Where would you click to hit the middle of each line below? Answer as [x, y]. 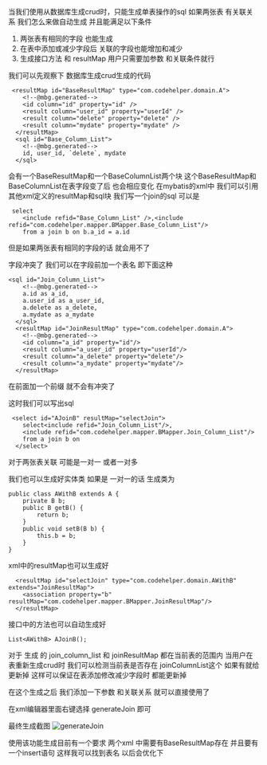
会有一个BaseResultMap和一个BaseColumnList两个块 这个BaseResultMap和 [132, 176]
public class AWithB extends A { [64, 494]
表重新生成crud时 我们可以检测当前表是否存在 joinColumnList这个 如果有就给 [134, 665]
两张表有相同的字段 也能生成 [66, 39]
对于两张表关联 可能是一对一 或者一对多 [73, 462]
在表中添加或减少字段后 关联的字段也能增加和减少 [101, 49]
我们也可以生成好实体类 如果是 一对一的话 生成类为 [92, 479]
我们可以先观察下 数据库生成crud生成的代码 [80, 75]
